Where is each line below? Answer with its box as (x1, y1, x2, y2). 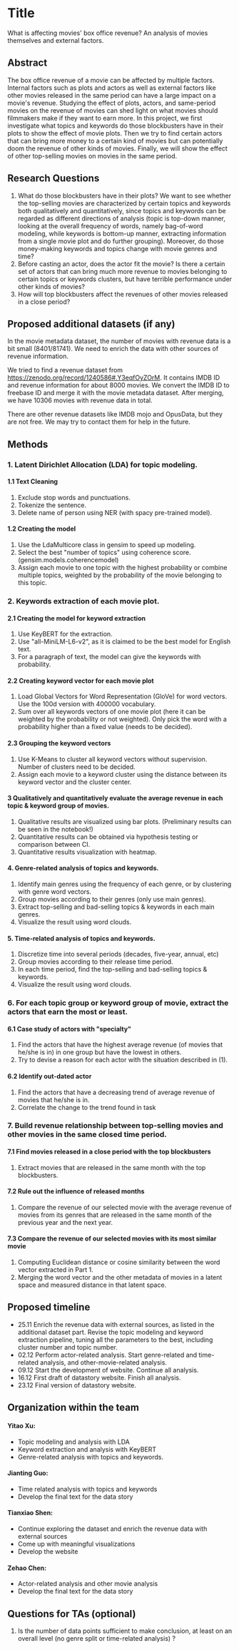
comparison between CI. (17, 840, 91, 848)
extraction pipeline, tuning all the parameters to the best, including (17, 1335, 213, 1344)
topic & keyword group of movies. (7, 801, 109, 810)
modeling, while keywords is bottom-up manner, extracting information (17, 229, 227, 238)
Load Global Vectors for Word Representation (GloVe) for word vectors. (17, 692, 227, 701)
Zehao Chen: (7, 1564, 47, 1572)
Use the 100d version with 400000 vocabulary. (17, 700, 156, 708)
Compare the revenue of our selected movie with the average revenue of (17, 1203, 232, 1211)
